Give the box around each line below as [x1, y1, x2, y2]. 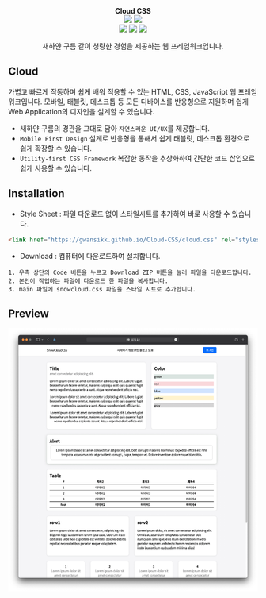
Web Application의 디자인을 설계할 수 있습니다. [8, 106, 155, 116]
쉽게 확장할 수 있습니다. [19, 143, 93, 152]
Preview [8, 307, 50, 320]
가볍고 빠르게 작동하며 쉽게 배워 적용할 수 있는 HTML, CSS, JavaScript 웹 [8, 87, 237, 96]
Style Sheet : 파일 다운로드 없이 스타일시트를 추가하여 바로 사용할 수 [19, 209, 230, 218]
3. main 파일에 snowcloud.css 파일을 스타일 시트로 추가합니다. [8, 285, 196, 293]
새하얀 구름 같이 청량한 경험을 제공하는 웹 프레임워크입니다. [42, 41, 224, 51]
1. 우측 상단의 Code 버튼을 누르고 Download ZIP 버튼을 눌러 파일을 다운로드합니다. [8, 268, 253, 276]
